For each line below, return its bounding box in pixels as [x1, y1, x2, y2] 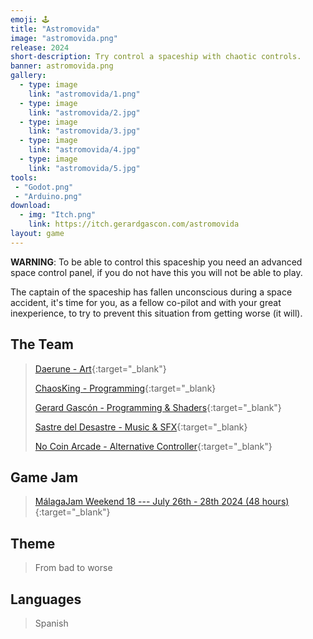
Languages [10, 591, 82, 608]
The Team [10, 336, 75, 353]
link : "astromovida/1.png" [28, 89, 141, 99]
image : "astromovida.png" [10, 33, 118, 43]
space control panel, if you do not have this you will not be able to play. [10, 266, 303, 278]
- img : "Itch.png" [19, 210, 97, 220]
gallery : [10, 71, 47, 81]
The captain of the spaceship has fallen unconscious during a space [10, 286, 293, 298]
